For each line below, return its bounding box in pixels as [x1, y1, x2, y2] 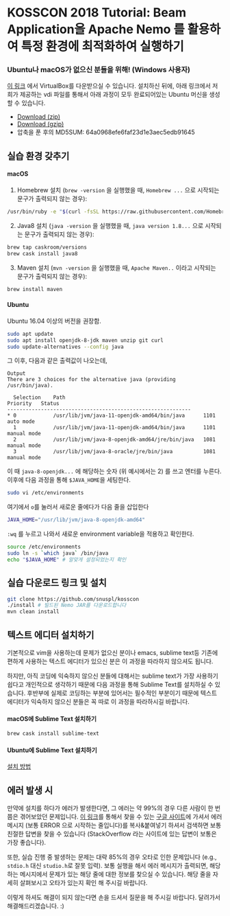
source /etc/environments [7, 544, 81, 551]
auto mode [7, 418, 36, 425]
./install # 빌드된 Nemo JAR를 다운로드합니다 [7, 602, 127, 609]
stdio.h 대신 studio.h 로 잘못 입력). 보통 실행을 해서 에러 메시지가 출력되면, [7, 862, 209, 870]
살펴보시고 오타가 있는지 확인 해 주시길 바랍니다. [19, 879, 148, 887]
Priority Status [7, 400, 60, 407]
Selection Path [13, 394, 66, 401]
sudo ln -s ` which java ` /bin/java [7, 550, 109, 557]
